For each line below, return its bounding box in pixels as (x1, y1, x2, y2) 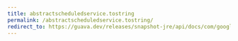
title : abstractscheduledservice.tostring (7, 10, 135, 17)
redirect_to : (7, 23, 46, 30)
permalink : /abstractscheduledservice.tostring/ (7, 17, 154, 24)
